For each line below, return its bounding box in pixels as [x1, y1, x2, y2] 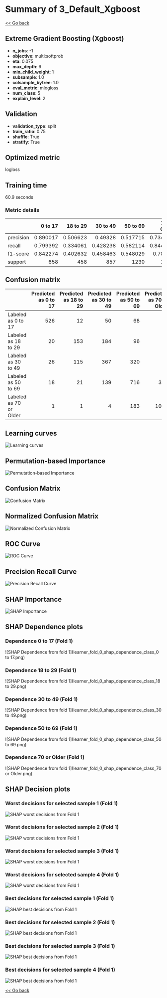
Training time [5, 181, 47, 189]
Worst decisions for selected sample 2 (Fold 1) [5, 824, 119, 831]
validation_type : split [12, 123, 56, 129]
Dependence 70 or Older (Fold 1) [5, 754, 84, 761]
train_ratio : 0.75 [12, 128, 46, 134]
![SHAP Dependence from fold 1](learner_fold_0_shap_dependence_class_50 [5, 736, 162, 742]
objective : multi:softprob [12, 53, 64, 59]
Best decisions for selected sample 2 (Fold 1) [5, 919, 115, 926]
